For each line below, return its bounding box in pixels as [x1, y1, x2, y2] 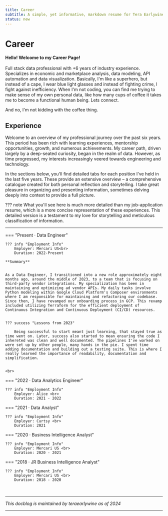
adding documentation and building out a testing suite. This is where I [5, 347, 162, 352]
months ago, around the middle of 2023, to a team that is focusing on [5, 277, 157, 282]
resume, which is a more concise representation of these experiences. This [5, 207, 160, 213]
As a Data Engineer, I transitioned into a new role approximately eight [5, 272, 162, 277]
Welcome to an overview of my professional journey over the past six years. [5, 134, 161, 140]
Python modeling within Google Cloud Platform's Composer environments [5, 290, 157, 295]
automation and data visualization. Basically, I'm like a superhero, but [5, 76, 147, 82]
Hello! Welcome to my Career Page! [5, 54, 80, 60]
